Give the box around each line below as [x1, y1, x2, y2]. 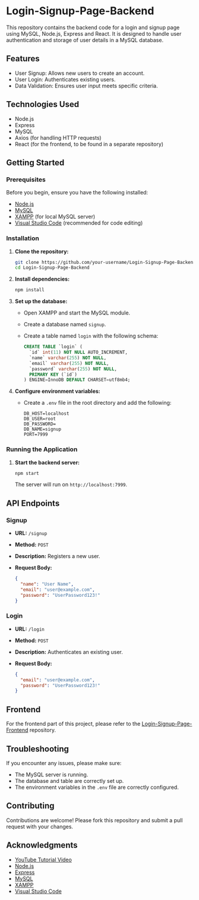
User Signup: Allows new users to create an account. [14, 70, 145, 77]
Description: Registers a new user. [14, 553, 100, 560]
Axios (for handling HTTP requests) [14, 134, 102, 141]
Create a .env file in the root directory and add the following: [23, 399, 172, 407]
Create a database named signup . [23, 321, 106, 328]
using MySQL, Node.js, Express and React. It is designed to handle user [6, 30, 182, 37]
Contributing [6, 801, 55, 811]
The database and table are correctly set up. [14, 777, 124, 784]
